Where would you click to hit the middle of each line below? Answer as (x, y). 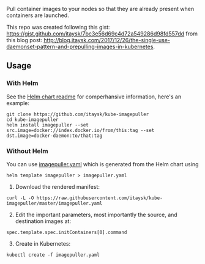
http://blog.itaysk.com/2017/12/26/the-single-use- (107, 40)
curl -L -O (20, 198)
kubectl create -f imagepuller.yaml (53, 255)
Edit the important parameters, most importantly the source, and (96, 215)
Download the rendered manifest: (57, 186)
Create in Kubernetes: (43, 243)
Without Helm (28, 151)
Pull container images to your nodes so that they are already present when (100, 9)
